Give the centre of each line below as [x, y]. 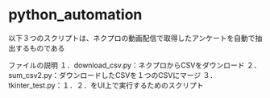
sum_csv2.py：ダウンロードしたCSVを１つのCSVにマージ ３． [113, 75]
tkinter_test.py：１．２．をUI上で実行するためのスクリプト [106, 85]
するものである [40, 48]
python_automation [75, 15]
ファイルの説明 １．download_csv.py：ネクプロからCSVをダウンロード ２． [135, 65]
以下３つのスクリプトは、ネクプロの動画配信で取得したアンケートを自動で [132, 38]
